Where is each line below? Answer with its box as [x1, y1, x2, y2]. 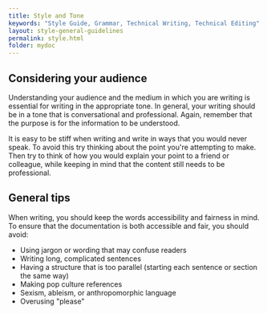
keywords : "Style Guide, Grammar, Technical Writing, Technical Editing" [8, 19, 261, 27]
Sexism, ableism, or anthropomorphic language [19, 287, 176, 297]
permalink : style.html [8, 34, 84, 43]
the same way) [19, 271, 70, 280]
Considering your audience [8, 71, 148, 85]
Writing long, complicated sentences [19, 254, 142, 263]
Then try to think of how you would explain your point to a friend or [8, 150, 230, 161]
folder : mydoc [8, 42, 56, 50]
